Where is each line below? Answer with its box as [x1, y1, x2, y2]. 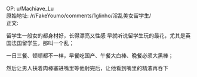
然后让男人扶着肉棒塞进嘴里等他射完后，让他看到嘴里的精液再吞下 [6, 65, 168, 72]
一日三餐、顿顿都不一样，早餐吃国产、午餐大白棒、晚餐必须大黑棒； [6, 52, 174, 59]
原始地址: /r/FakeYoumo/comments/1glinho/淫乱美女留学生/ [6, 12, 152, 19]
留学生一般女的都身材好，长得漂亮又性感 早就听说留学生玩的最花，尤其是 [6, 32, 186, 39]
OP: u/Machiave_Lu [6, 5, 54, 12]
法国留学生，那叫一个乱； [11, 40, 75, 46]
